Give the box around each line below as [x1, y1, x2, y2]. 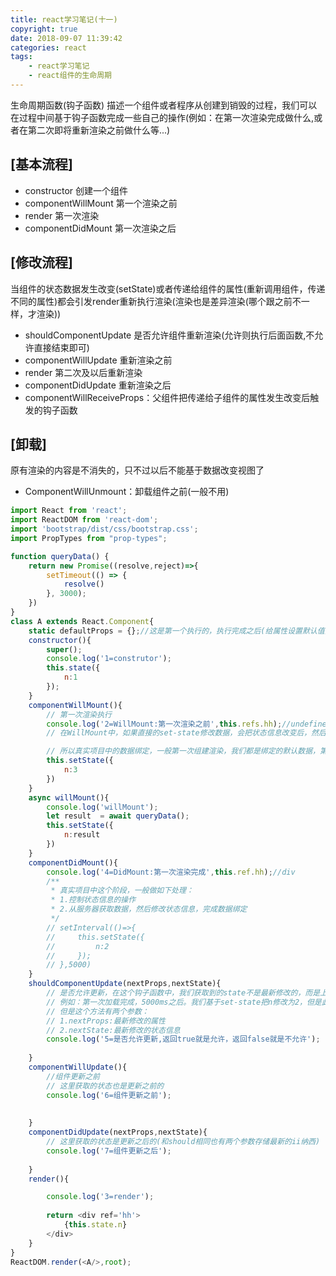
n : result [63, 830, 101, 840]
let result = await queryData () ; [46, 811, 190, 821]
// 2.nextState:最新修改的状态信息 [46, 1025, 181, 1035]
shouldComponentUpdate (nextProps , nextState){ [28, 979, 222, 989]
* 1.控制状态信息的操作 [50, 895, 137, 905]
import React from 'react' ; [10, 506, 128, 516]
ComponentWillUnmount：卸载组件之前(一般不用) [24, 486, 230, 498]
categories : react [10, 42, 87, 53]
